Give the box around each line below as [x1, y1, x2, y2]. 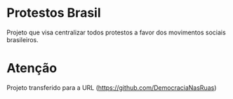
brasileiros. [6, 35, 39, 44]
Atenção [6, 60, 58, 77]
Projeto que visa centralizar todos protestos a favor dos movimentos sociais [6, 28, 226, 37]
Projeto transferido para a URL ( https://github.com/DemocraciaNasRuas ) [6, 83, 217, 92]
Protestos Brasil [6, 5, 101, 21]
